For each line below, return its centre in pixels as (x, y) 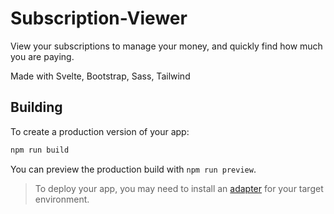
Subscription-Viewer (99, 18)
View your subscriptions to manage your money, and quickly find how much (166, 46)
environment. (62, 199)
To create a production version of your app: (100, 131)
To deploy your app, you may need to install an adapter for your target (179, 188)
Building (36, 107)
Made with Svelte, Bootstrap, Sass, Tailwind (100, 76)
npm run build (40, 150)
